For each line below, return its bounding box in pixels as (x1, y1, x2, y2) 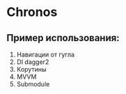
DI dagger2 (16, 58, 49, 66)
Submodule (16, 80, 50, 88)
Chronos (6, 4, 58, 20)
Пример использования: (6, 32, 120, 44)
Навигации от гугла (16, 50, 74, 58)
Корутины (16, 65, 47, 73)
